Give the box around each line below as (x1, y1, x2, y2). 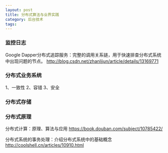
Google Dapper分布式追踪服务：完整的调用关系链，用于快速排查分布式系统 (5, 52, 161, 58)
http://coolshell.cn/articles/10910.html (5, 142, 84, 148)
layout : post (5, 7, 33, 13)
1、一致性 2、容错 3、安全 (5, 84, 60, 90)
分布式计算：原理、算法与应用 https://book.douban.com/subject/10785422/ (5, 126, 163, 132)
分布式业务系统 (5, 72, 42, 79)
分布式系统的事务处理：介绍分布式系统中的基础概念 (5, 136, 112, 142)
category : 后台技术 (5, 17, 44, 22)
